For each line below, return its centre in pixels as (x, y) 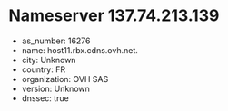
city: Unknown (49, 60)
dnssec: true (45, 98)
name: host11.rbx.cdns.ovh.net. (79, 50)
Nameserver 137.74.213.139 (114, 16)
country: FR (43, 69)
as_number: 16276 (56, 41)
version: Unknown (55, 88)
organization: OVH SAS (65, 79)
